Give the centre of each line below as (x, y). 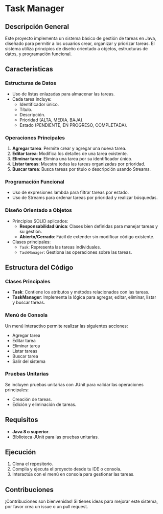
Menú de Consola (26, 315)
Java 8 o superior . (31, 431)
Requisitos (22, 420)
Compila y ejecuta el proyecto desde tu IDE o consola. (67, 469)
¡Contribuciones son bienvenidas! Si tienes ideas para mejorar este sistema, (81, 501)
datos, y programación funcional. (38, 54)
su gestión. (31, 231)
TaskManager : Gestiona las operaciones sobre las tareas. (76, 252)
